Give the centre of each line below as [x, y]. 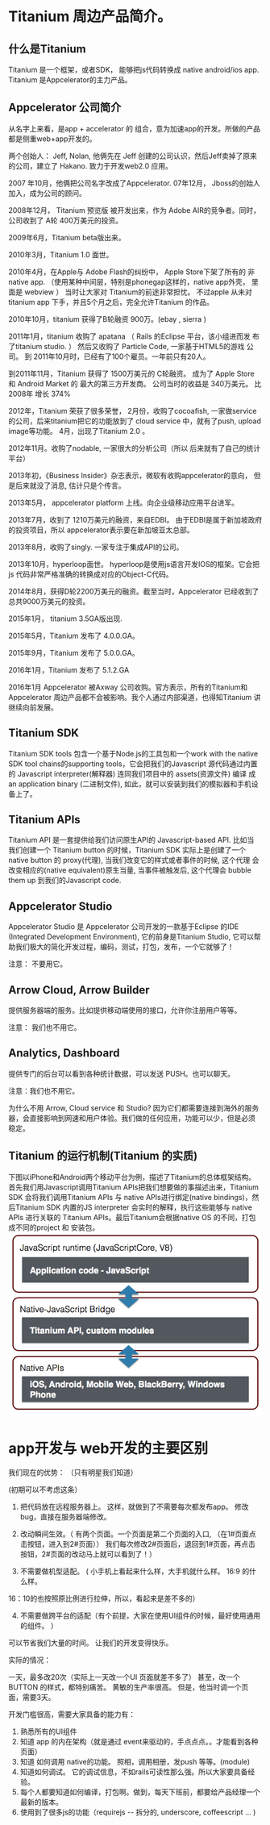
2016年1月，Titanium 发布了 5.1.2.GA [69, 669]
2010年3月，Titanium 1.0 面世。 [61, 254]
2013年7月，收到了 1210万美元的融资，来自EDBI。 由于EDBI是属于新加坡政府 [135, 519]
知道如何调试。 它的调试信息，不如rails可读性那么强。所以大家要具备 [134, 1772]
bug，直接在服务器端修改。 [65, 1516]
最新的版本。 [41, 1802]
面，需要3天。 [32, 1697]
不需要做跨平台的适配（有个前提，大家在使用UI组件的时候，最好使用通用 [140, 1615]
